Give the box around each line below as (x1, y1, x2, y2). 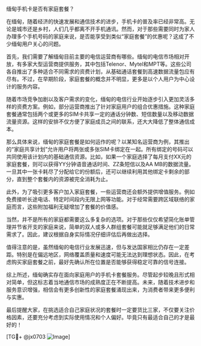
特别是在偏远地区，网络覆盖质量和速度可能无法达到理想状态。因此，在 (16, 251, 190, 258)
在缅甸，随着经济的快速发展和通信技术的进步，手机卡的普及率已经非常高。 (6, 18, 190, 25)
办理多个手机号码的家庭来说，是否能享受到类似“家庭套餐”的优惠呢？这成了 (6, 33, 190, 40)
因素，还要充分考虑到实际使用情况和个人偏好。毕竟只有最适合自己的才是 (11, 314, 190, 321)
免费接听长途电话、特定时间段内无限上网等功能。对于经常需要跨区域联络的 (6, 196, 190, 203)
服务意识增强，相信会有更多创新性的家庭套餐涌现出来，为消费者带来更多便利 (6, 286, 195, 293)
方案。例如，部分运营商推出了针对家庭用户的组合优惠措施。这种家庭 (26, 103, 195, 110)
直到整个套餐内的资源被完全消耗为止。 (16, 176, 111, 182)
